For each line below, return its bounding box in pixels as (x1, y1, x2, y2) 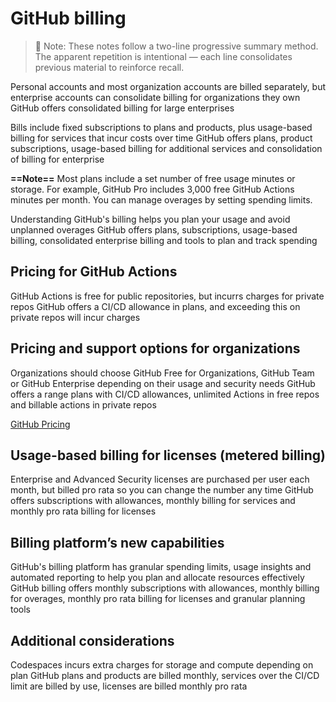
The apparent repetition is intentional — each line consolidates (34, 50, 293, 62)
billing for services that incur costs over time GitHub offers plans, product (10, 132, 313, 144)
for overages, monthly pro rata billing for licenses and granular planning (10, 593, 306, 605)
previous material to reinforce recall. (34, 61, 185, 73)
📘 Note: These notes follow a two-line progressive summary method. (34, 40, 319, 52)
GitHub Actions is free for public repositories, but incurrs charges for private (10, 290, 325, 302)
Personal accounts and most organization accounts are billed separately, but (10, 80, 326, 92)
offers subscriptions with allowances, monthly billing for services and (10, 495, 296, 507)
